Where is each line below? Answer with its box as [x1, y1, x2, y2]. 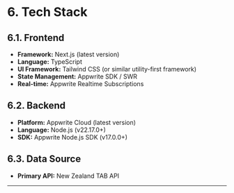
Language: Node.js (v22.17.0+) [17, 126, 107, 134]
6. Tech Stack [7, 4, 88, 20]
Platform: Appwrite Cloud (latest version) [17, 118, 136, 126]
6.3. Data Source [7, 153, 81, 165]
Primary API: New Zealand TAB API [17, 171, 120, 180]
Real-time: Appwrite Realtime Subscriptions [17, 80, 144, 87]
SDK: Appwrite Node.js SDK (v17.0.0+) [17, 133, 127, 141]
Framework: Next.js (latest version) [17, 50, 120, 58]
